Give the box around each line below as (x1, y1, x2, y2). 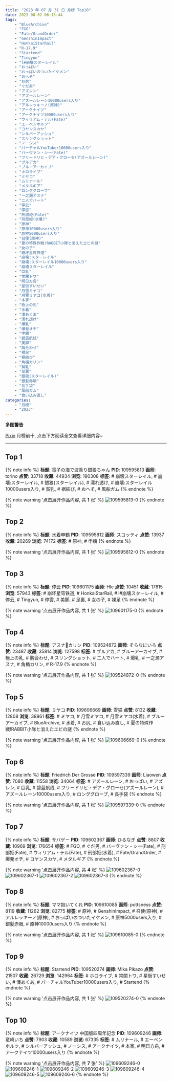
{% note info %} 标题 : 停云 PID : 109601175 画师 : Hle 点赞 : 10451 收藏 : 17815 (5, 584, 163, 590)
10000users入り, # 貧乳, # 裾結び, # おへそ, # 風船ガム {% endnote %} (5, 485, 154, 492)
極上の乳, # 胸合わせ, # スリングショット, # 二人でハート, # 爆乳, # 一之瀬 (5, 655, 160, 661)
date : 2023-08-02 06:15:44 (5, 12, 63, 17)
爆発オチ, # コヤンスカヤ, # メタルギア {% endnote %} (5, 855, 120, 862)
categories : (5, 398, 31, 403)
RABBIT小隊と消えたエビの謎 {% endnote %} (11, 726, 106, 732)
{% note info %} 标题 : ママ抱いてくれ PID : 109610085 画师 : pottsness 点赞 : (5, 901, 163, 908)
